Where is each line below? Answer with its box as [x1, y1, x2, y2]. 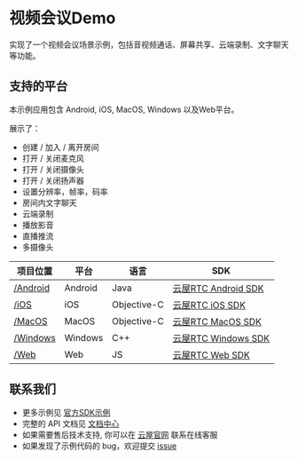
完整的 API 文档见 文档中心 [21, 418, 120, 429]
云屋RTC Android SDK [172, 282, 264, 294]
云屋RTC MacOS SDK [172, 315, 262, 328]
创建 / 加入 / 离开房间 [21, 141, 99, 152]
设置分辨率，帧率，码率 [21, 186, 108, 196]
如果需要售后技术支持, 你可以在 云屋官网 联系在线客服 [21, 429, 218, 440]
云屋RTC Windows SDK [172, 332, 271, 345]
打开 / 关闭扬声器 [21, 175, 84, 186]
